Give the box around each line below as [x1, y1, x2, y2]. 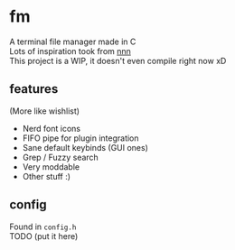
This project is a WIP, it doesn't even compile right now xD [9, 55, 227, 66]
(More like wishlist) [9, 106, 80, 116]
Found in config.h [9, 221, 77, 232]
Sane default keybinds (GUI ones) [22, 142, 149, 153]
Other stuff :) [22, 171, 70, 181]
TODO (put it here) [9, 230, 79, 241]
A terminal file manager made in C [9, 36, 136, 47]
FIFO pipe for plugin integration [22, 133, 139, 144]
